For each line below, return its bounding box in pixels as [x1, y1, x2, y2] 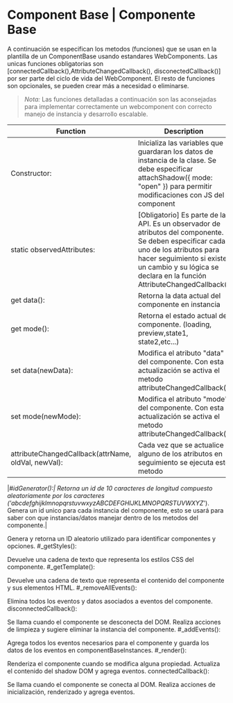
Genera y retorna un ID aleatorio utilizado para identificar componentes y [7, 534, 216, 543]
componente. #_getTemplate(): [7, 563, 96, 571]
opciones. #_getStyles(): [7, 542, 78, 550]
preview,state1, [137, 328, 189, 338]
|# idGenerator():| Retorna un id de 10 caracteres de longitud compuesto [7, 483, 213, 493]
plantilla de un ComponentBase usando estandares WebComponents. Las [7, 52, 218, 60]
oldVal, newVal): [10, 457, 64, 467]
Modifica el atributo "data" [137, 348, 224, 358]
